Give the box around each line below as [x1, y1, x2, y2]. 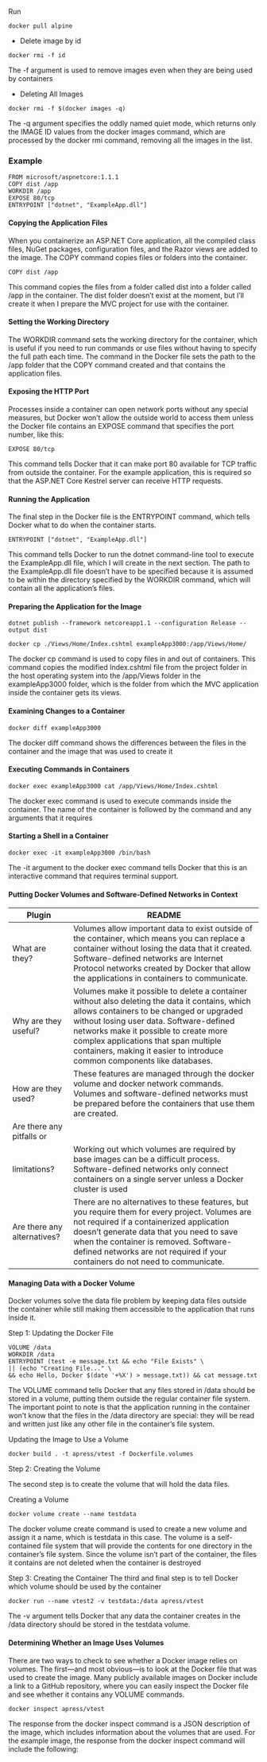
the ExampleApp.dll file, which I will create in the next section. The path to [8, 558, 250, 568]
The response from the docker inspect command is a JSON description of [8, 1718, 250, 1729]
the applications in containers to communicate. [72, 973, 248, 984]
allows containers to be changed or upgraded [72, 1005, 244, 1017]
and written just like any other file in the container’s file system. [8, 1419, 215, 1429]
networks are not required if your [103, 1247, 227, 1258]
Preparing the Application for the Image [8, 601, 141, 611]
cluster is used [72, 1184, 129, 1195]
